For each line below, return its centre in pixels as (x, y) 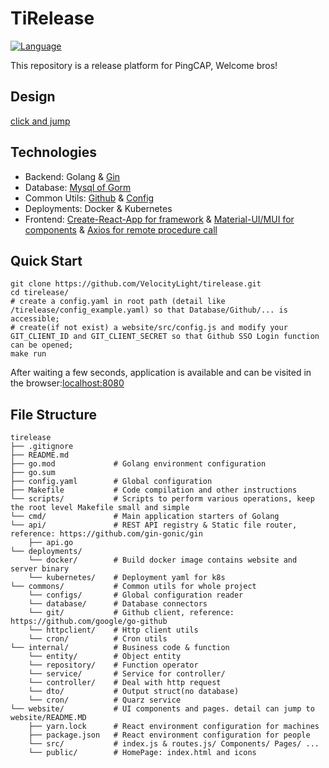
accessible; (35, 319)
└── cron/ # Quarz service (105, 700)
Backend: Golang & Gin (72, 176)
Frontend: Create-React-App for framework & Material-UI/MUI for (159, 219)
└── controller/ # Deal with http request (125, 683)
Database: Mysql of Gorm (78, 187)
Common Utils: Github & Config (89, 198)
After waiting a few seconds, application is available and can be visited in (161, 373)
